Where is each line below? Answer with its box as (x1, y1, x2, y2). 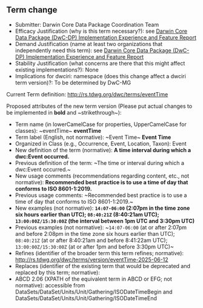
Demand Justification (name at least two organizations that (15, 40, 162, 47)
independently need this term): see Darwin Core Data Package (15, 47, 171, 54)
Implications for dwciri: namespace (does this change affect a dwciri (15, 72, 186, 79)
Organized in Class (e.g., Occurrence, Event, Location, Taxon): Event (15, 139, 187, 147)
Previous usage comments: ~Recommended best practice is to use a (15, 191, 187, 199)
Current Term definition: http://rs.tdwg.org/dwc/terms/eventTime (6, 90, 168, 98)
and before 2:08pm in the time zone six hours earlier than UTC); (15, 230, 175, 237)
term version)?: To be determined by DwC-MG (15, 79, 131, 86)
